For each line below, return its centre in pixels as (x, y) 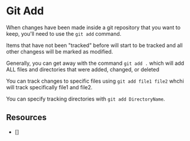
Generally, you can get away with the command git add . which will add (95, 63)
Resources (26, 117)
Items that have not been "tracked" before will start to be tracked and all (94, 45)
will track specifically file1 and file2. (50, 87)
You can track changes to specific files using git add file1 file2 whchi (95, 81)
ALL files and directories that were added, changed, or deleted (83, 69)
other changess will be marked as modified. (60, 51)
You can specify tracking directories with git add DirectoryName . (85, 99)
